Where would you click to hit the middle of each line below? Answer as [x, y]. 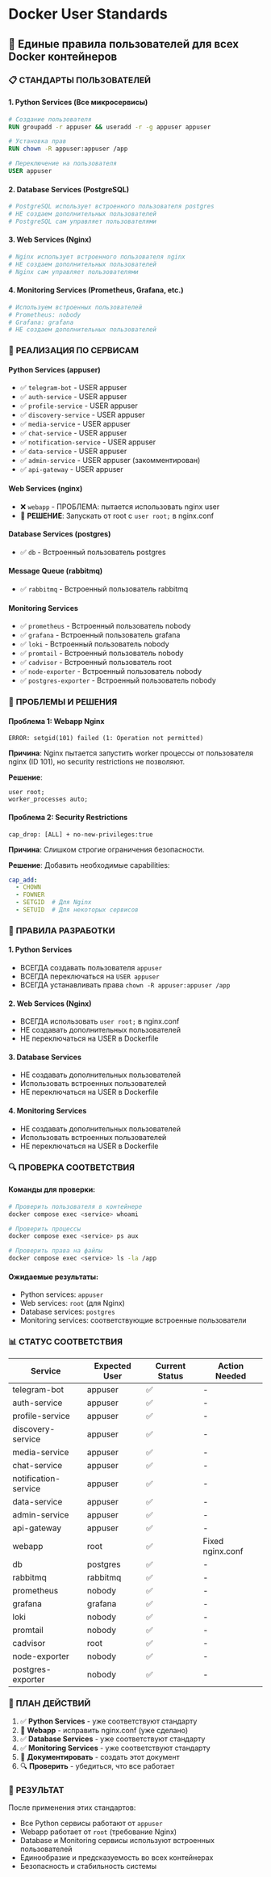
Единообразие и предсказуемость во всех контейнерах [117, 1858]
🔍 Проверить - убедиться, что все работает [97, 1765]
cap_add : [23, 880]
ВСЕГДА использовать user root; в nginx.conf [100, 1021]
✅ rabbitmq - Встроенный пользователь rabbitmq [104, 589]
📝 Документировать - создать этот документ [100, 1757]
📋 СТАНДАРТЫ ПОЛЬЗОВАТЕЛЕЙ [80, 80]
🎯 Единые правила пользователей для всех [124, 44]
